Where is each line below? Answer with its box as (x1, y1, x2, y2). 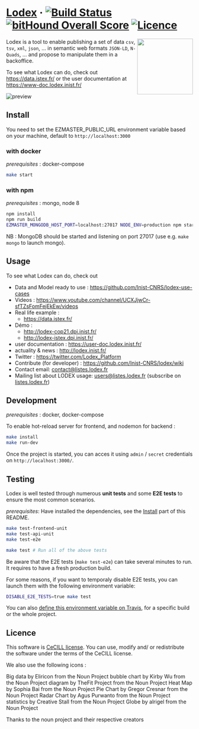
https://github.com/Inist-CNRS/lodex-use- (89, 283, 192, 291)
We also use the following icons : (6, 661, 87, 668)
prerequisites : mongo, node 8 (6, 200, 80, 207)
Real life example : (14, 309, 60, 316)
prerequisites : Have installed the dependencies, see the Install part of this (6, 508, 186, 515)
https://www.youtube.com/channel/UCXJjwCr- (36, 296, 151, 303)
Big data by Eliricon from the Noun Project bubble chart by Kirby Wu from (6, 673, 185, 680)
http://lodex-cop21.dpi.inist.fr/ (23, 327, 97, 335)
